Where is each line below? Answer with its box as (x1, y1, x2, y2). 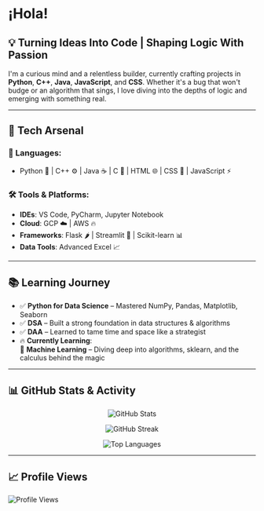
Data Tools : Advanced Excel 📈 (19, 242, 120, 251)
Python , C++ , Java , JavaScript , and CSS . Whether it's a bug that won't (8, 78, 241, 86)
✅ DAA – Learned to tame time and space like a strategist (19, 327, 207, 336)
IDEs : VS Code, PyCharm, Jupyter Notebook (19, 210, 164, 219)
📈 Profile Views (8, 470, 88, 484)
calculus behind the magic (19, 352, 105, 362)
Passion (8, 48, 49, 61)
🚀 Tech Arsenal (8, 124, 84, 137)
